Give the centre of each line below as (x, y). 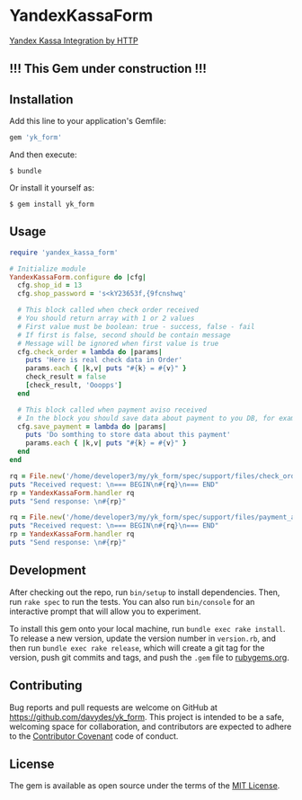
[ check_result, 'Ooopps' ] (74, 386)
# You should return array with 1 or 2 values (106, 319)
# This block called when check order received (108, 310)
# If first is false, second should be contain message (124, 335)
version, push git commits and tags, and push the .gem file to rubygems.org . (150, 657)
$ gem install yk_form (52, 204)
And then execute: (43, 155)
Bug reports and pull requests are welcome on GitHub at (114, 707)
